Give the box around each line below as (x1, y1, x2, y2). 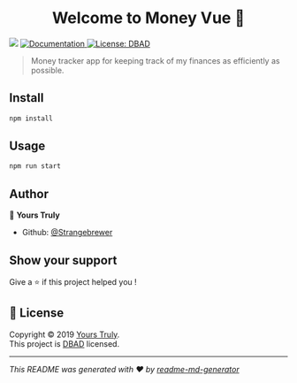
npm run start (9, 162, 62, 171)
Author (9, 186, 49, 202)
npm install (9, 114, 53, 123)
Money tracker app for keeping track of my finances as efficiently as (30, 55, 280, 65)
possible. (30, 65, 65, 75)
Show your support (9, 252, 118, 268)
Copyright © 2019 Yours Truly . (9, 329, 120, 340)
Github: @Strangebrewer (21, 227, 113, 238)
